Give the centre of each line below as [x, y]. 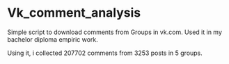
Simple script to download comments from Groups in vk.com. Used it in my [115, 32]
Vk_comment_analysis [74, 13]
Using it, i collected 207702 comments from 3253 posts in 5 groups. [105, 53]
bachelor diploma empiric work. [53, 39]
